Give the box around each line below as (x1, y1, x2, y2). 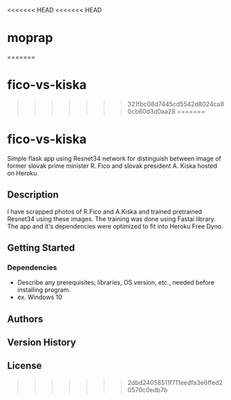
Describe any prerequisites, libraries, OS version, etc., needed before (17, 278, 215, 287)
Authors (7, 313, 44, 325)
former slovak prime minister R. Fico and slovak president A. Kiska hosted (7, 162, 218, 170)
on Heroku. (7, 169, 39, 177)
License (7, 360, 42, 372)
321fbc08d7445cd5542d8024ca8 (127, 99, 225, 108)
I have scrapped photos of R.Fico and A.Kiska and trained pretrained (7, 207, 203, 216)
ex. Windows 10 (17, 293, 62, 301)
